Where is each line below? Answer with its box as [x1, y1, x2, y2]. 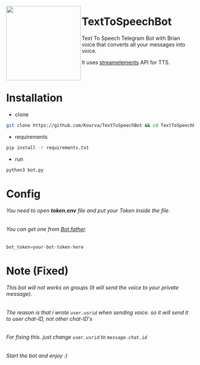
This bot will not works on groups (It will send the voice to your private [6, 284, 179, 291]
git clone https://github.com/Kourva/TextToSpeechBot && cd [6, 122, 159, 128]
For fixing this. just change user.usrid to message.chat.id [6, 333, 148, 341]
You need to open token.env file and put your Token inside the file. [6, 207, 171, 214]
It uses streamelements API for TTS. [82, 58, 171, 65]
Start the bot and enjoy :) [6, 352, 68, 359]
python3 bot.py [6, 167, 44, 173]
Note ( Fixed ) [6, 264, 68, 277]
